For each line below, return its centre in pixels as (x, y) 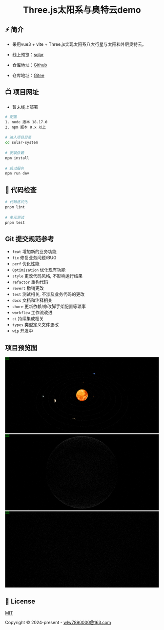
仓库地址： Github (30, 65)
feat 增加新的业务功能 (34, 252)
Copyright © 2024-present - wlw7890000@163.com (58, 623)
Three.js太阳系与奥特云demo (82, 10)
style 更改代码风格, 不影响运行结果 (47, 276)
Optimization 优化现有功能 (39, 270)
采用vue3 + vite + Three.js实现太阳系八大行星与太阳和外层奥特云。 (79, 44)
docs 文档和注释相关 (32, 300)
